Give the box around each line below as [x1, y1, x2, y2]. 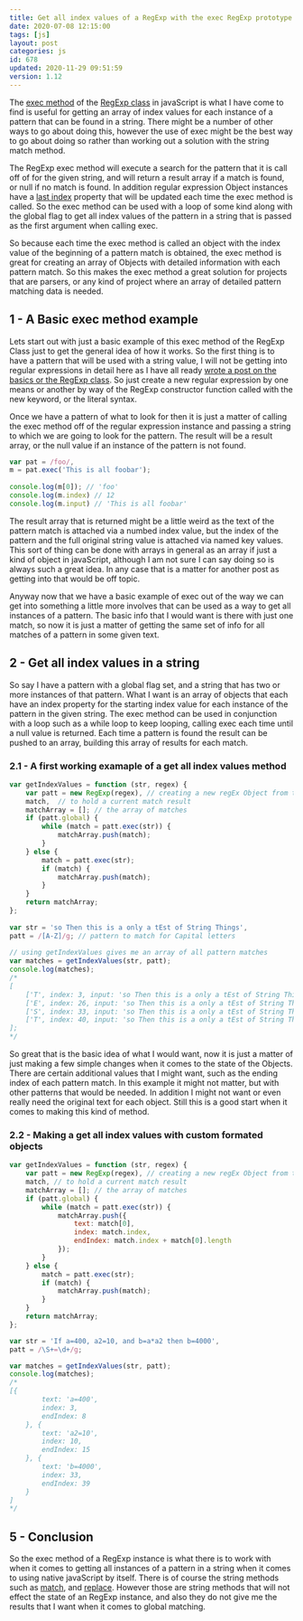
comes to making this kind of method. [9, 1107, 151, 1117]
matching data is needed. [9, 286, 104, 297]
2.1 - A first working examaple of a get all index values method [9, 759, 287, 772]
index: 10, [41, 1437, 83, 1447]
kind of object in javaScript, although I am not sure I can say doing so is [9, 553, 275, 565]
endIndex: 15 [41, 1446, 91, 1455]
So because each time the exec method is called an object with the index [9, 237, 281, 249]
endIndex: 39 [41, 1479, 91, 1488]
